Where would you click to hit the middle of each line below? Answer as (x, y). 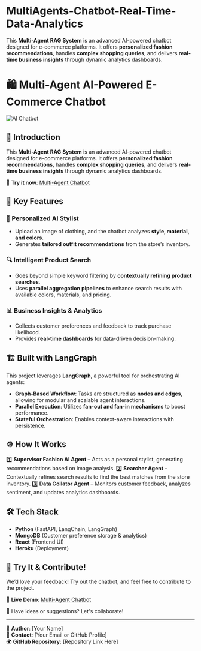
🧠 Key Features (35, 201)
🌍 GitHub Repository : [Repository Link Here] (62, 642)
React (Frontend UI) (39, 542)
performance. (32, 413)
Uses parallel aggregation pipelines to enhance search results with (98, 288)
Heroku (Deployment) (42, 548)
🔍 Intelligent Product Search (49, 260)
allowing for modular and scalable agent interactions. (80, 400)
